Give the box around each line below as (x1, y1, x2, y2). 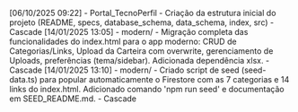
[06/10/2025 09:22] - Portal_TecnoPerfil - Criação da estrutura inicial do (9, 8, 276, 18)
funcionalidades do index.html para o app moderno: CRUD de (9, 36, 237, 47)
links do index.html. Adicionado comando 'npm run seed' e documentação (9, 84, 285, 94)
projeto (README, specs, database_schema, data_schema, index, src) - (9, 17, 275, 28)
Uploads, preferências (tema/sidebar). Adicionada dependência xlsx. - (9, 56, 270, 65)
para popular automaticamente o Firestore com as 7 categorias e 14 (39, 74, 290, 84)
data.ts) (9, 74, 38, 84)
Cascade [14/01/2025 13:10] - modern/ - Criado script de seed (9, 65, 240, 75)
